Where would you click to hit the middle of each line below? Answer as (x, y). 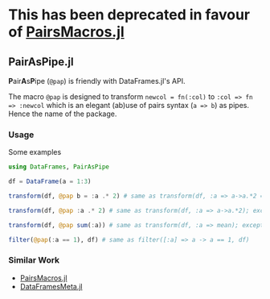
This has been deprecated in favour (129, 15)
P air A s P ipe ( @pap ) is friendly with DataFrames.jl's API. (97, 81)
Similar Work (34, 260)
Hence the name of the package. (63, 114)
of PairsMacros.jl (66, 32)
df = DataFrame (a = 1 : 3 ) (50, 182)
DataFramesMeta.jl (51, 286)
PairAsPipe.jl (41, 62)
